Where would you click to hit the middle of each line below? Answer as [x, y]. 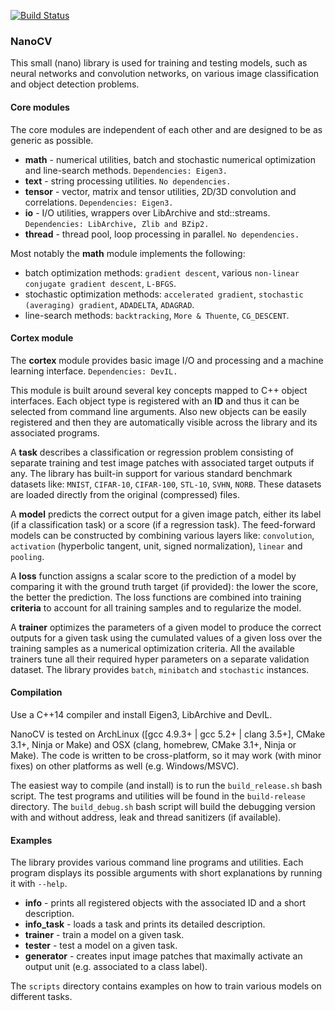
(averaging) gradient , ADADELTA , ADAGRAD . [109, 304]
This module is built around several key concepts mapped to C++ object [159, 390]
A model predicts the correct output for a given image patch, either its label [166, 514]
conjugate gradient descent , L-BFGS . [100, 283]
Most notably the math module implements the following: [128, 253]
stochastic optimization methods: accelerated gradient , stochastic [164, 294]
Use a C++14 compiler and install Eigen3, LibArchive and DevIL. [141, 714]
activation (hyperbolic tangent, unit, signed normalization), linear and [156, 546]
